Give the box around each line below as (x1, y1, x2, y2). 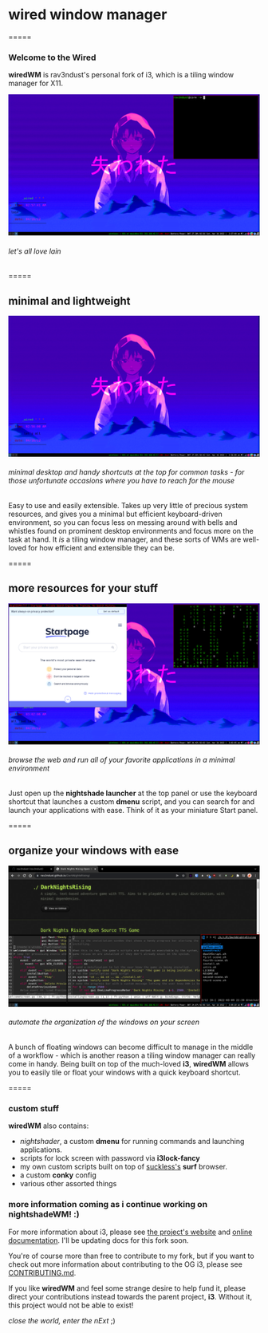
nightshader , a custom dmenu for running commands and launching (19, 1137, 245, 1146)
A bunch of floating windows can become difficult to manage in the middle (8, 1043, 254, 1051)
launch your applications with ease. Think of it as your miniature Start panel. (8, 805, 258, 814)
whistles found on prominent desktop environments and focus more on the (8, 526, 254, 535)
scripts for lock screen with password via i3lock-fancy (19, 1154, 201, 1163)
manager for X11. (8, 78, 64, 89)
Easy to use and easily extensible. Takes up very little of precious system (8, 500, 249, 510)
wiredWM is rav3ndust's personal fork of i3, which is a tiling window (8, 70, 234, 80)
